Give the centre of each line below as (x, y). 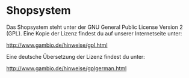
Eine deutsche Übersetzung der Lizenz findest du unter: (76, 56)
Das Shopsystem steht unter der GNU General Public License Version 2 (94, 27)
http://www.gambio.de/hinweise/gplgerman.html (67, 68)
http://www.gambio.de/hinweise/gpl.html (57, 45)
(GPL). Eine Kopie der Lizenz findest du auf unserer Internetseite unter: (94, 33)
